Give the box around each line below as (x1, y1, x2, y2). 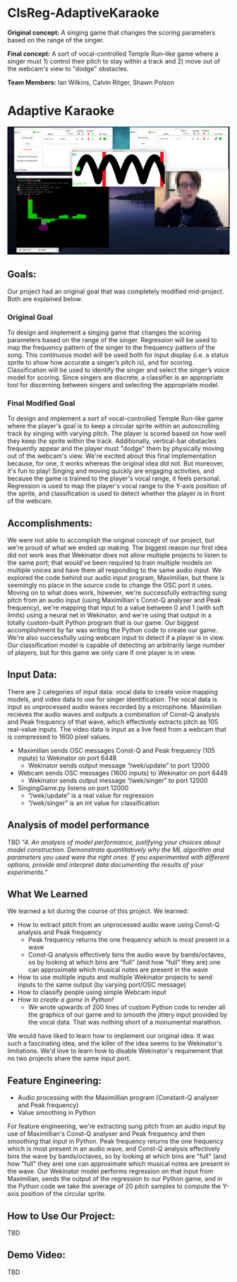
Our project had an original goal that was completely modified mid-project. (7, 287, 224, 296)
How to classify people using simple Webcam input (17, 988, 167, 996)
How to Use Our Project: (7, 1210, 115, 1222)
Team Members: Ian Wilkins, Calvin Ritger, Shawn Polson (7, 78, 175, 86)
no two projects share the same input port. (7, 1054, 131, 1063)
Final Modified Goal (7, 398, 75, 408)
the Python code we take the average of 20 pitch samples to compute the (7, 1182, 221, 1190)
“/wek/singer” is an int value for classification (28, 799, 160, 807)
